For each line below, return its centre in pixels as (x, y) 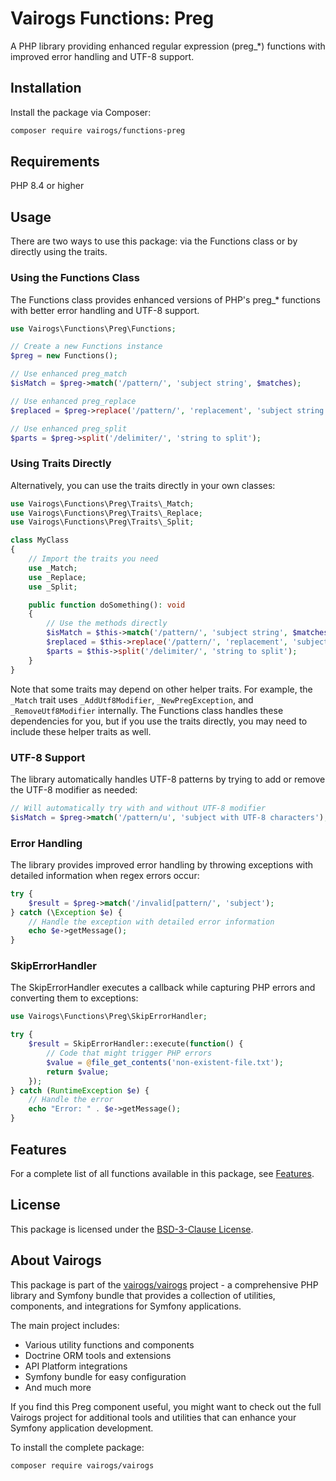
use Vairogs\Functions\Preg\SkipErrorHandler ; (109, 1017)
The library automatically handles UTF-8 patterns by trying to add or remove (168, 779)
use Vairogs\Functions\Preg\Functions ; (93, 328)
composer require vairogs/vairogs (82, 1465)
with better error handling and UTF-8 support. (105, 310)
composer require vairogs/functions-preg (98, 130)
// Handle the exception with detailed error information (151, 922)
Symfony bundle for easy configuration (105, 1376)
